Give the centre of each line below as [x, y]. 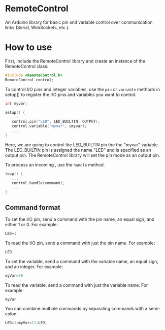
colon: [12, 314]
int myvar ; [16, 103]
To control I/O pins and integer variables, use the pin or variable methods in [82, 89]
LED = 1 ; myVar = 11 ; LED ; [26, 323]
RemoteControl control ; [30, 80]
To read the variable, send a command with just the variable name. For [77, 285]
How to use [29, 48]
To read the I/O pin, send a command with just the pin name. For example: [80, 243]
